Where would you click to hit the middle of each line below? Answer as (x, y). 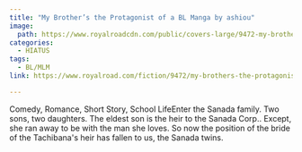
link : (19, 76)
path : (28, 34)
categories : (31, 42)
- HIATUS (34, 51)
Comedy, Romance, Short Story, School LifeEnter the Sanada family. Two (145, 109)
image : (22, 26)
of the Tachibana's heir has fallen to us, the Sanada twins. (116, 137)
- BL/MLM (34, 68)
